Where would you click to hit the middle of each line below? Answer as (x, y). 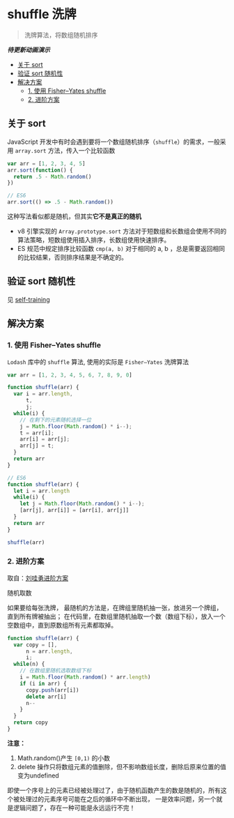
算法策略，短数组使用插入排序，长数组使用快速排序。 (94, 240)
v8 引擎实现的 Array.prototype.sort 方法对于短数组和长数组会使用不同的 (122, 231)
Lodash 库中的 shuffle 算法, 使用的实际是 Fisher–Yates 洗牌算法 (98, 362)
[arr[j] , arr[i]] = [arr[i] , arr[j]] (75, 510)
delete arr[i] (46, 697)
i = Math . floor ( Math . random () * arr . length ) (85, 677)
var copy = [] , (36, 645)
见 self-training (29, 299)
